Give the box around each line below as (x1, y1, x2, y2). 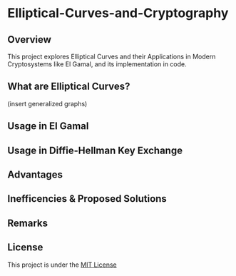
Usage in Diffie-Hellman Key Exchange (7, 144, 183, 156)
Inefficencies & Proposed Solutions (7, 193, 168, 205)
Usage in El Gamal (7, 120, 89, 133)
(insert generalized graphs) (7, 99, 88, 108)
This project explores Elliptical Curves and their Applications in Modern (7, 52, 216, 61)
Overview (7, 34, 52, 46)
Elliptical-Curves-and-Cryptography (7, 5, 229, 21)
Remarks (7, 217, 48, 229)
